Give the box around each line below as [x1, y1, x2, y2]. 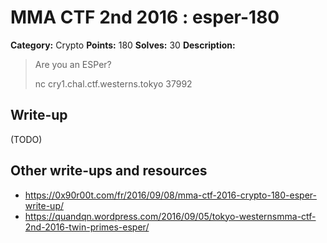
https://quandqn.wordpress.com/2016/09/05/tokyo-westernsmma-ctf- [24, 210, 317, 222]
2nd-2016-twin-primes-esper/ [24, 221, 150, 233]
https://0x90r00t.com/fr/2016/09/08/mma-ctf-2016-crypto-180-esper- [24, 189, 317, 201]
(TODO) [10, 133, 43, 145]
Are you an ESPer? [34, 58, 112, 70]
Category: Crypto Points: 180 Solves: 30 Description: [10, 39, 236, 51]
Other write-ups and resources [10, 162, 208, 180]
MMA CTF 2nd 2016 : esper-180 [10, 6, 280, 29]
